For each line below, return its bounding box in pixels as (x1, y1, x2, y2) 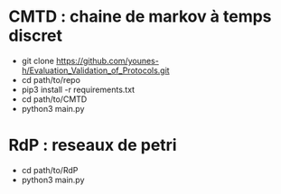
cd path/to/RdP (21, 164, 79, 175)
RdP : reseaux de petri (8, 135, 177, 155)
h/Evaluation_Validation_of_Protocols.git (21, 65, 170, 76)
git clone (21, 55, 55, 66)
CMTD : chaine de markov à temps (8, 6, 272, 27)
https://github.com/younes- (56, 55, 159, 66)
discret (8, 25, 63, 46)
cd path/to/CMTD (21, 93, 88, 105)
